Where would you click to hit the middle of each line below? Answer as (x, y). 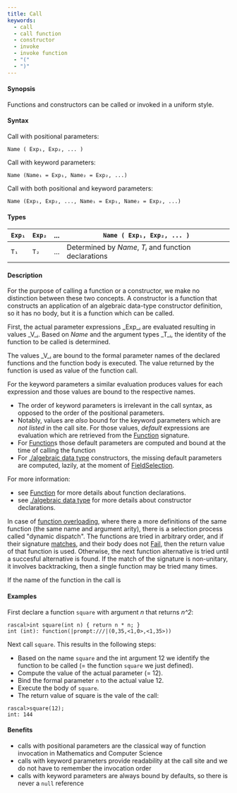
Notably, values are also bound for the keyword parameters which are (119, 420)
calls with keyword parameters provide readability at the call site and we (122, 761)
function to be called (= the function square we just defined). (105, 665)
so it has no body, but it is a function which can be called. (91, 313)
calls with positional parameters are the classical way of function (111, 746)
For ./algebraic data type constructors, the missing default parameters (120, 458)
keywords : (22, 20)
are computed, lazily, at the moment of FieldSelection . (96, 466)
